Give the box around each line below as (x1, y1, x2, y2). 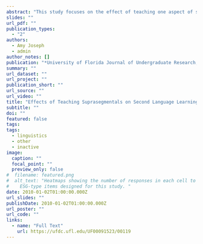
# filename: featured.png (6, 172, 74, 179)
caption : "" (11, 155, 42, 161)
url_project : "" (6, 76, 47, 82)
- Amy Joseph (11, 43, 45, 49)
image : (6, 150, 23, 156)
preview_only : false (11, 167, 63, 173)
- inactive (11, 143, 39, 150)
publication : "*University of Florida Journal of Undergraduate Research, (6, 59, 199, 65)
